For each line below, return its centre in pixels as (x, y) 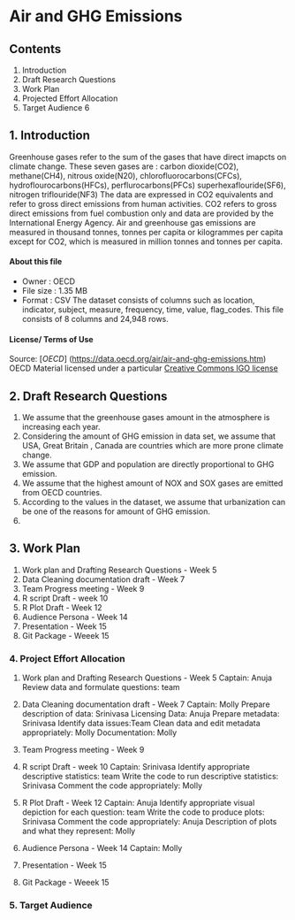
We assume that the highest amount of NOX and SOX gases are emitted (152, 483)
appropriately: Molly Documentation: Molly (99, 732)
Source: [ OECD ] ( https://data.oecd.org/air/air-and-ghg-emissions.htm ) (138, 359)
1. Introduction (49, 136)
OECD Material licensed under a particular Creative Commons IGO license (144, 368)
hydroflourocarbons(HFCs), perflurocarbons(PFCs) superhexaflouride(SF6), (147, 185)
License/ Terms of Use (52, 339)
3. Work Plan (45, 549)
